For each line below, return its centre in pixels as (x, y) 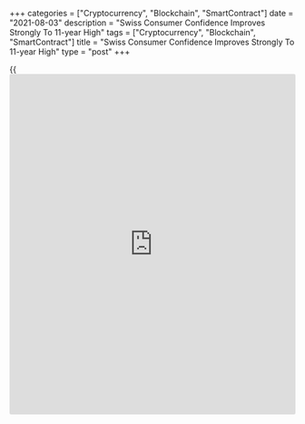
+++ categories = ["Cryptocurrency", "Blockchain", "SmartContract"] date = (152, 13)
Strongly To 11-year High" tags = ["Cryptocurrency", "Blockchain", (133, 32)
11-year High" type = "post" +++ (70, 52)
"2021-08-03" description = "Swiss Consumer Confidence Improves (138, 23)
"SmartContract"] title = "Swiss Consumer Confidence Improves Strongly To (152, 42)
